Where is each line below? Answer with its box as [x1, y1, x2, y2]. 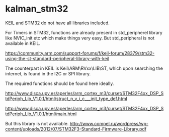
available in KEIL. [5, 40, 41, 46]
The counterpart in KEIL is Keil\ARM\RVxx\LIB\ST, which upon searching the [5, 65, 163, 71]
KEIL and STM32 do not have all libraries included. [5, 20, 110, 26]
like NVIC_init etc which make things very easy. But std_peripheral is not [5, 35, 155, 41]
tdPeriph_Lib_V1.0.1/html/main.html [5, 111, 77, 117]
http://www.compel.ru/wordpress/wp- [69, 120, 148, 126]
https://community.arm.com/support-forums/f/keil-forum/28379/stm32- [5, 50, 155, 56]
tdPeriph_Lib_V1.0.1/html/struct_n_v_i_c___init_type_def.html [5, 96, 127, 102]
